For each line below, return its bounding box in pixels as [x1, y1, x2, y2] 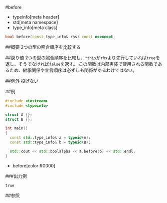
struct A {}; [5, 112, 33, 117]
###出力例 [5, 173, 27, 179]
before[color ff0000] [12, 162, 56, 168]
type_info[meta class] [12, 25, 58, 31]
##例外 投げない [5, 78, 39, 84]
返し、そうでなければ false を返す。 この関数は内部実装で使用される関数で [5, 61, 158, 67]
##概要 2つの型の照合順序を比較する [5, 44, 81, 50]
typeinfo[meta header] [12, 14, 59, 20]
